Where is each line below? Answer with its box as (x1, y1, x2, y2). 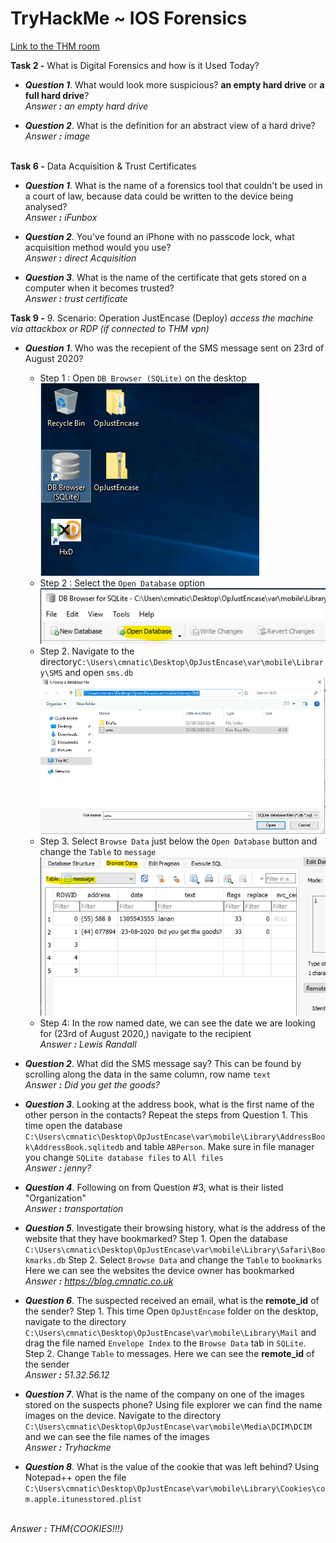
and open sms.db (64, 666, 134, 678)
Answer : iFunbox (24, 211, 98, 223)
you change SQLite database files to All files (24, 1152, 224, 1164)
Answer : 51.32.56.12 (24, 1369, 110, 1381)
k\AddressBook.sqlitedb (24, 1143, 125, 1153)
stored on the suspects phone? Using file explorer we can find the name (24, 1399, 323, 1411)
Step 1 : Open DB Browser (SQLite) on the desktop (39, 372, 247, 384)
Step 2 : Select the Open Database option (39, 577, 205, 589)
